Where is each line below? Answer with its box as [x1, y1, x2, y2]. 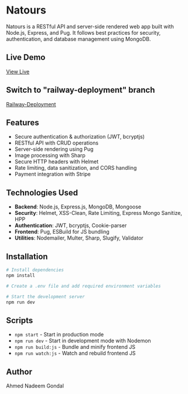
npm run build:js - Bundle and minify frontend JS [14, 344, 136, 351]
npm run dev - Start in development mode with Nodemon [14, 337, 151, 344]
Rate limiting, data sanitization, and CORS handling [14, 164, 137, 171]
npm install [6, 272, 35, 278]
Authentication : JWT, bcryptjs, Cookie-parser [14, 222, 127, 229]
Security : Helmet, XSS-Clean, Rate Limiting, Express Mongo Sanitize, [14, 210, 183, 217]
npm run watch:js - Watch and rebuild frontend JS [14, 350, 136, 357]
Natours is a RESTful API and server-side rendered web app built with [6, 23, 174, 30]
